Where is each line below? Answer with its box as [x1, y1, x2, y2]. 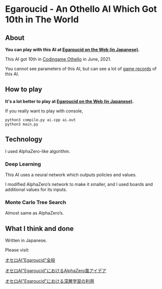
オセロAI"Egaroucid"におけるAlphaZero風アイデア [5, 268, 107, 274]
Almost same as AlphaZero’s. [5, 210, 64, 216]
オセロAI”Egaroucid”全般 [5, 257, 56, 263]
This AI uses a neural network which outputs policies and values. [5, 172, 137, 178]
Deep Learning [5, 160, 41, 167]
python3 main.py [5, 122, 38, 127]
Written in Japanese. [5, 238, 47, 244]
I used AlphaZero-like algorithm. [5, 148, 70, 154]
